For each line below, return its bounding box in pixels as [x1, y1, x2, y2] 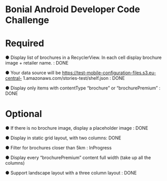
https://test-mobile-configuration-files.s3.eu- [62, 70, 156, 76]
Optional [5, 108, 42, 120]
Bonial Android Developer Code [5, 4, 140, 15]
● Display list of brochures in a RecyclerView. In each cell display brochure [5, 54, 162, 61]
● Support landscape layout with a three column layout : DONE [5, 170, 137, 176]
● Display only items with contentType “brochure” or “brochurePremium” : [5, 85, 160, 91]
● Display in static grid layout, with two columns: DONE [5, 135, 121, 141]
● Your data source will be [5, 70, 61, 76]
